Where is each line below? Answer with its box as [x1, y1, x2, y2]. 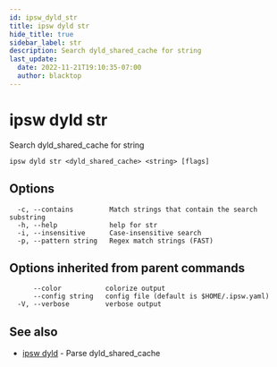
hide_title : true [9, 30, 74, 38]
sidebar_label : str [9, 38, 82, 47]
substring [9, 212, 46, 222]
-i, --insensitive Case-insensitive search [17, 228, 202, 237]
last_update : [9, 55, 58, 64]
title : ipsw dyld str [9, 21, 90, 30]
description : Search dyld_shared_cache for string [9, 47, 202, 55]
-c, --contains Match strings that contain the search [17, 205, 257, 214]
